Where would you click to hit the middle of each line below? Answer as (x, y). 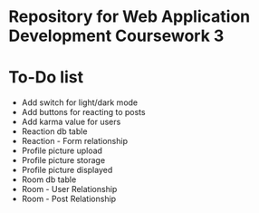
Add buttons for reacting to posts (83, 112)
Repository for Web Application (129, 17)
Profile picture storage (63, 160)
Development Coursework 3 (116, 36)
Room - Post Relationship (69, 199)
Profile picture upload (62, 150)
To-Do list (46, 77)
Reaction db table (54, 131)
